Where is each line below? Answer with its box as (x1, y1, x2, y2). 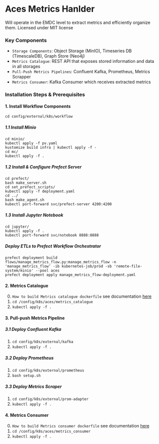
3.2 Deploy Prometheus (5, 355, 54, 361)
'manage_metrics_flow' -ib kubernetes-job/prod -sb (5, 264, 112, 269)
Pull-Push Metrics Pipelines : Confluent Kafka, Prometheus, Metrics (12, 69, 150, 75)
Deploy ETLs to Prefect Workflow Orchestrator (5, 243, 101, 249)
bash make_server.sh (5, 180, 47, 186)
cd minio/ (5, 136, 25, 142)
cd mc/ (5, 150, 18, 154)
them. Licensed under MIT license (5, 24, 73, 30)
